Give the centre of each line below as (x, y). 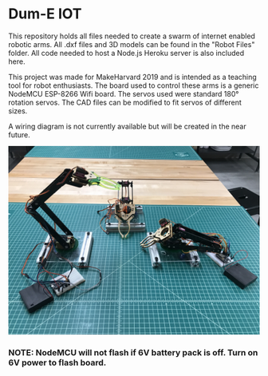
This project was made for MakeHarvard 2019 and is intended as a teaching (132, 77)
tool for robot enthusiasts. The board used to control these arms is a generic (134, 85)
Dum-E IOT (45, 14)
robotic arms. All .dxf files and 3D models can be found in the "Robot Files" (132, 44)
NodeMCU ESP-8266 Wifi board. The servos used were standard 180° (124, 93)
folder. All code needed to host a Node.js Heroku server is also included (126, 53)
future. (19, 135)
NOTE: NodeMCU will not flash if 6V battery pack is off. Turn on (133, 352)
